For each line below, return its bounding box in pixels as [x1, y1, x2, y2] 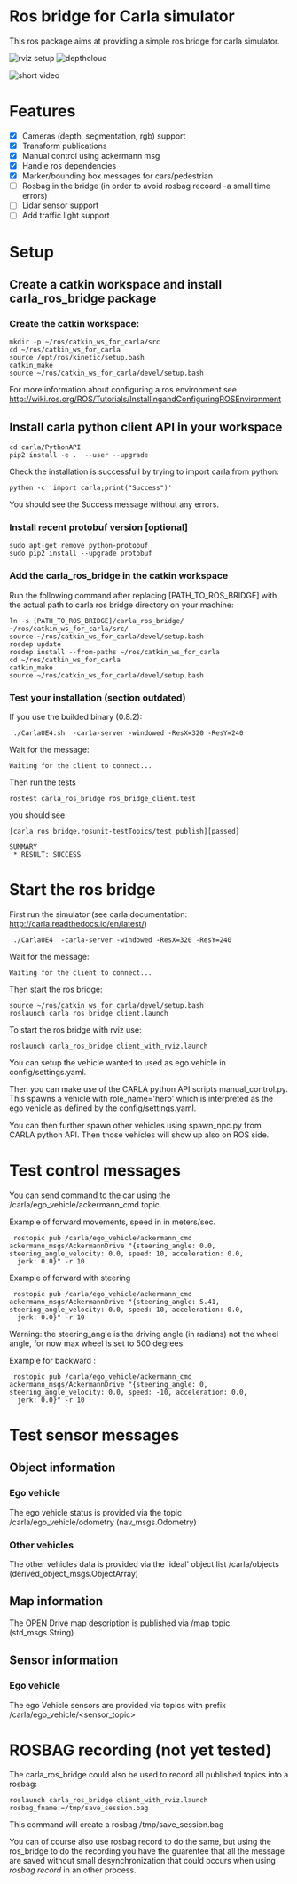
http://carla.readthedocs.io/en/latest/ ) [9, 918, 148, 929]
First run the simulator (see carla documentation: [9, 908, 188, 920]
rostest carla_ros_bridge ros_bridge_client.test [9, 794, 197, 803]
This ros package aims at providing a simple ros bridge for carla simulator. [9, 36, 280, 46]
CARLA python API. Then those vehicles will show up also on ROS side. [9, 1129, 270, 1140]
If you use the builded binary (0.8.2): [9, 711, 143, 722]
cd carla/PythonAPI [9, 443, 82, 452]
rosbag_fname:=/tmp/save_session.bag [9, 1804, 149, 1813]
